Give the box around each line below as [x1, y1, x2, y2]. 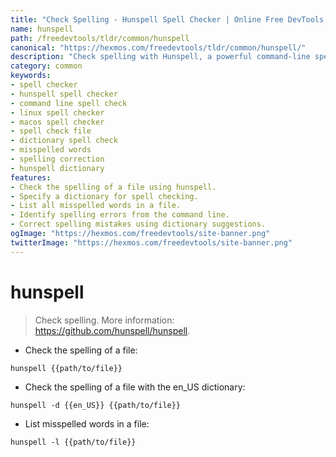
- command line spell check [10, 98, 128, 108]
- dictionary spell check [10, 136, 118, 146]
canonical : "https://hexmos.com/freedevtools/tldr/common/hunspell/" [10, 42, 307, 53]
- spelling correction [10, 154, 105, 164]
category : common [10, 61, 83, 71]
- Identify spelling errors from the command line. [10, 210, 230, 220]
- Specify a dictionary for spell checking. [10, 191, 199, 201]
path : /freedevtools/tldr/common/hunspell [10, 33, 190, 43]
